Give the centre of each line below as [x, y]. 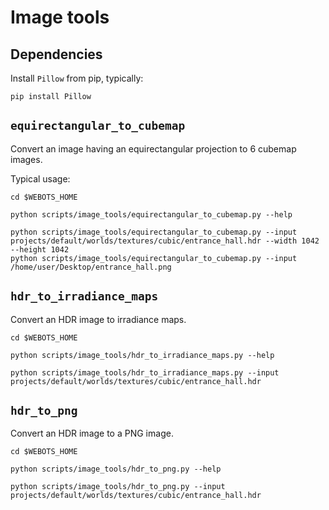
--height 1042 [40, 249]
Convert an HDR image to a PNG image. [92, 433]
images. [26, 159]
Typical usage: [40, 178]
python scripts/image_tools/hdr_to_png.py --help [116, 469]
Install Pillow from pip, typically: [77, 78]
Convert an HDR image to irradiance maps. [98, 319]
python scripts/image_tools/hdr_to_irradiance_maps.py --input [145, 372]
